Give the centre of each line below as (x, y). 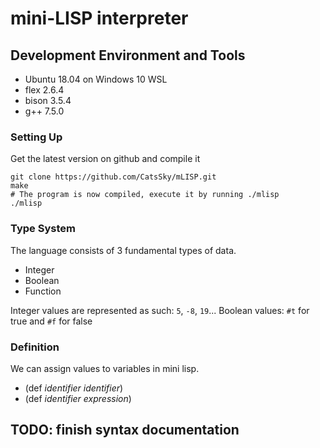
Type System (43, 229)
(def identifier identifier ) (74, 388)
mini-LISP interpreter (99, 18)
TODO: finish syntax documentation (125, 430)
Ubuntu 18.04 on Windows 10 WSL (96, 79)
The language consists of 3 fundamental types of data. (123, 250)
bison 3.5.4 (48, 100)
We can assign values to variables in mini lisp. (105, 368)
